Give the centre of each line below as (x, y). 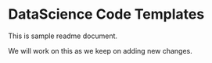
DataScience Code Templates (106, 14)
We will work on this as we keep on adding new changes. (101, 51)
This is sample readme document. (63, 36)
